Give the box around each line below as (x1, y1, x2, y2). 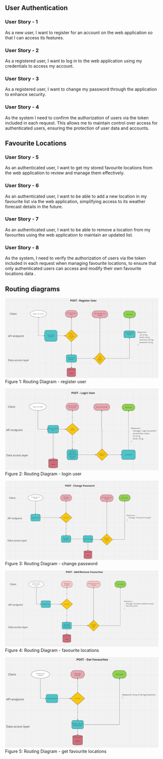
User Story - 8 (5, 244, 39, 251)
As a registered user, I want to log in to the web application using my (5, 58, 143, 64)
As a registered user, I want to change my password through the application (5, 86, 157, 92)
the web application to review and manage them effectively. (5, 170, 125, 176)
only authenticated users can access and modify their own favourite (5, 265, 142, 272)
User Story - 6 (5, 182, 39, 189)
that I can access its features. (5, 35, 64, 40)
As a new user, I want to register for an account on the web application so (5, 29, 153, 36)
